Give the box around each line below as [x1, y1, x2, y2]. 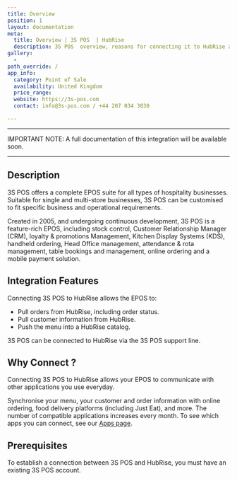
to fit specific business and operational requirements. [7, 203, 162, 211]
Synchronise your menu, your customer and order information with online [7, 397, 221, 405]
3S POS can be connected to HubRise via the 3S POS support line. [7, 336, 201, 344]
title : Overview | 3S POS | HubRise [13, 37, 125, 44]
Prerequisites [7, 439, 68, 451]
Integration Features [7, 275, 99, 287]
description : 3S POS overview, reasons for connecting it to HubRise [13, 43, 226, 50]
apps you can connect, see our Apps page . [7, 419, 133, 428]
